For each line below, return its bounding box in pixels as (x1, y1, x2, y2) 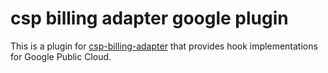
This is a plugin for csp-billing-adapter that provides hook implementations (10, 40, 318, 52)
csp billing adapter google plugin (10, 7, 289, 30)
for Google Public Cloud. (10, 50, 112, 62)
